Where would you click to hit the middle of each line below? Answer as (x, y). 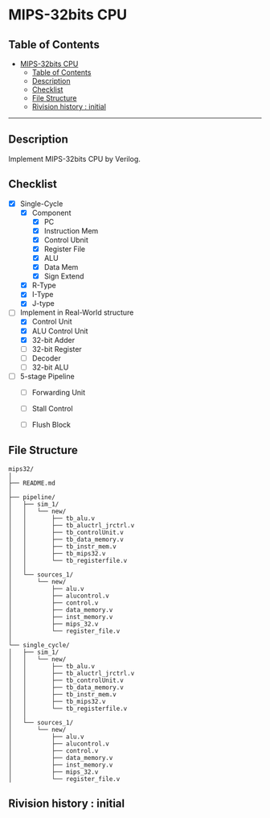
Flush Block (51, 425)
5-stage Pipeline (47, 376)
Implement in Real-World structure (77, 312)
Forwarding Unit (59, 392)
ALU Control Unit (60, 331)
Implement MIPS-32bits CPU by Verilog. (74, 159)
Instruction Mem (71, 230)
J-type (43, 304)
